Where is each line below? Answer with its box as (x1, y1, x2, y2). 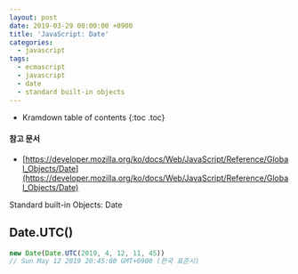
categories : (9, 37, 53, 47)
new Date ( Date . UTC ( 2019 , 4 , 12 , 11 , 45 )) (9, 248, 165, 258)
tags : (9, 54, 29, 63)
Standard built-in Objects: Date (9, 199, 123, 210)
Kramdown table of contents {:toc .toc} (21, 112, 165, 123)
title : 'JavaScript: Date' (9, 29, 109, 38)
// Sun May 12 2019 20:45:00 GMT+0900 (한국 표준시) (9, 257, 200, 266)
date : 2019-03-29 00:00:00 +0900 (9, 21, 133, 30)
